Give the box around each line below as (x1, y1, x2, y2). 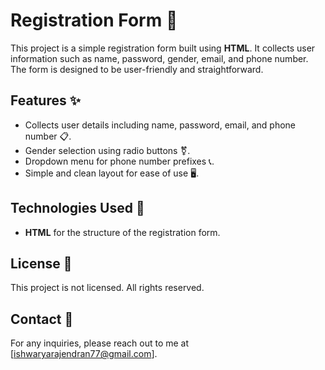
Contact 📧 (10, 310, 74, 328)
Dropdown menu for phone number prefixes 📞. (24, 155, 215, 167)
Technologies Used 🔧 (10, 200, 145, 217)
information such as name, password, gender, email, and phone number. (10, 52, 309, 64)
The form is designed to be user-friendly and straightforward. (10, 63, 264, 75)
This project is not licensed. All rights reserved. (10, 282, 205, 294)
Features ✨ (10, 92, 81, 109)
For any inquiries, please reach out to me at (10, 337, 190, 349)
